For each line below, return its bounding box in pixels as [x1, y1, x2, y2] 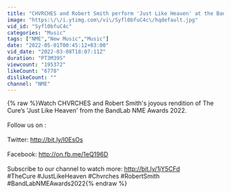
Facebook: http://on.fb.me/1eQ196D [7, 150, 109, 159]
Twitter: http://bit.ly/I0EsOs [7, 135, 84, 144]
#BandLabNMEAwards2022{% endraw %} [7, 179, 128, 188]
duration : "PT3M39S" [7, 55, 67, 62]
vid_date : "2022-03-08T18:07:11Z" [7, 49, 107, 56]
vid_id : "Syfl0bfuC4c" [7, 23, 72, 30]
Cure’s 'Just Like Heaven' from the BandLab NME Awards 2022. [7, 106, 187, 115]
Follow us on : [7, 121, 47, 129]
